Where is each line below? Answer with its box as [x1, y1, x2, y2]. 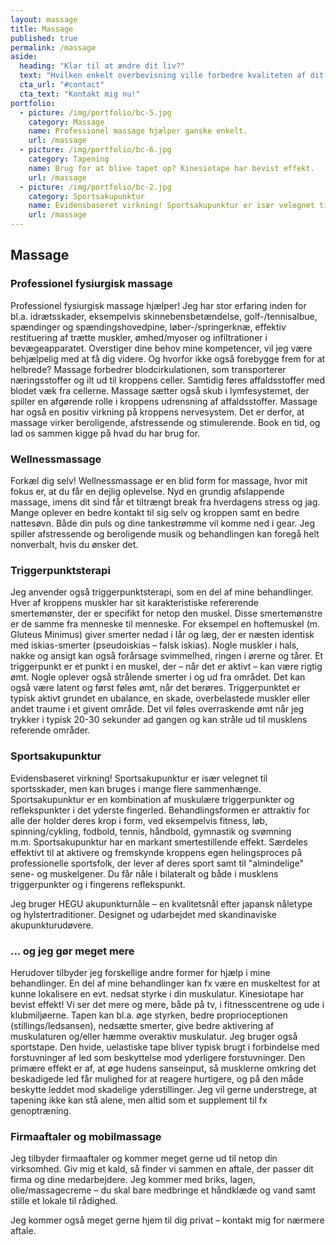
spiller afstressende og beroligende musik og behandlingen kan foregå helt [10, 527, 320, 540]
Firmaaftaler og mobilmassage [10, 1129, 162, 1143]
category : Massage [28, 117, 105, 127]
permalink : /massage [10, 42, 97, 53]
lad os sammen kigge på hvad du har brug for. [10, 427, 201, 439]
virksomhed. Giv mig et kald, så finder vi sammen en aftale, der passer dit [10, 1163, 314, 1175]
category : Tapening [28, 154, 110, 164]
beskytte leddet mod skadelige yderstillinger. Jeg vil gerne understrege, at [10, 1083, 317, 1095]
